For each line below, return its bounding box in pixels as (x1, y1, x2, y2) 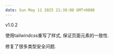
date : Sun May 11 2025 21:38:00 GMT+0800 (5, 7, 95, 13)
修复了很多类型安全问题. (5, 43, 56, 49)
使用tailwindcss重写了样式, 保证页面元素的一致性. (5, 32, 109, 39)
